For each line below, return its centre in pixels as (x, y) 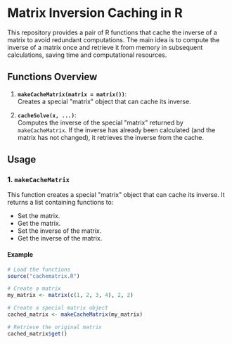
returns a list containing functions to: (60, 203)
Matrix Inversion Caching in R (95, 13)
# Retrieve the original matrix (54, 327)
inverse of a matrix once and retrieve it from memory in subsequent (105, 47)
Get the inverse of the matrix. (60, 238)
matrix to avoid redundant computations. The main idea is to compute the (114, 39)
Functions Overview (52, 77)
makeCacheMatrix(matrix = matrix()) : (72, 94)
